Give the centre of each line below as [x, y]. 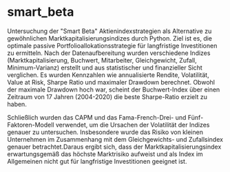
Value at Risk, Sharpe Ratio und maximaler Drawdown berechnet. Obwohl [111, 82]
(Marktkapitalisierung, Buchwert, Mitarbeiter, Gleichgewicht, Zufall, [102, 60]
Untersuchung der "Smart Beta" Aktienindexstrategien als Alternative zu [109, 31]
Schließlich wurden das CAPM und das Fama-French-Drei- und [97, 117]
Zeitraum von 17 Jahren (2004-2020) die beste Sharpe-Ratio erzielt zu [107, 96]
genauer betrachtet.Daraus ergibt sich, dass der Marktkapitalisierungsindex [114, 147]
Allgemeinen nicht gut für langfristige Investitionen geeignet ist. [97, 161]
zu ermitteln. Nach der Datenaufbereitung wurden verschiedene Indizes [109, 53]
